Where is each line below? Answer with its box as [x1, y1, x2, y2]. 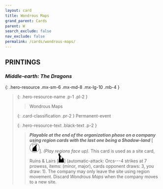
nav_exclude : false [5, 34, 45, 39]
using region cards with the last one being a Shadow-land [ [29, 137, 153, 143]
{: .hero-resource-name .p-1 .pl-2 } [17, 94, 88, 100]
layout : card [5, 8, 32, 13]
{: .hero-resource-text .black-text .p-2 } [17, 122, 97, 128]
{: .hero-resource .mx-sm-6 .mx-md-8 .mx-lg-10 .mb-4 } [5, 84, 120, 90]
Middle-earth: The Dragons [5, 73, 72, 80]
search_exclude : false [5, 29, 52, 34]
